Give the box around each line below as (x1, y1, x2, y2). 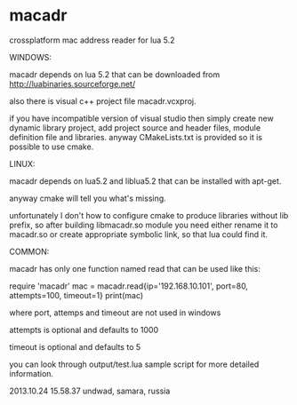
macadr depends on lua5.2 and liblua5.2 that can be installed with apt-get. (9, 175, 282, 187)
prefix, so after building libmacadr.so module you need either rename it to (9, 219, 278, 230)
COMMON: (9, 246, 50, 257)
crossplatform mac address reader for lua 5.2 (9, 35, 175, 45)
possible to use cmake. (9, 141, 94, 152)
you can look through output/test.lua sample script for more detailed (9, 359, 260, 369)
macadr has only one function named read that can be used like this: (9, 263, 261, 274)
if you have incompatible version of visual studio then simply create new (9, 113, 274, 123)
